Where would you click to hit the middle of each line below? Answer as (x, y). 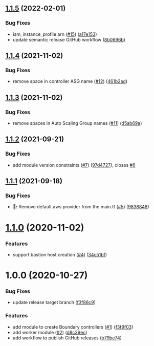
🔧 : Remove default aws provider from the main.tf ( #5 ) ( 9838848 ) (81, 207)
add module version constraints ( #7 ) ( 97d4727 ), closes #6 (74, 165)
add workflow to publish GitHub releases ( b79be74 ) (67, 338)
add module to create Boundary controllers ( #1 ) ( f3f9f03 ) (73, 327)
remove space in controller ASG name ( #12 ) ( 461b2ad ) (70, 81)
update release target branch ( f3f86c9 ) (54, 302)
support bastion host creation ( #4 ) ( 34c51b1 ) (60, 254)
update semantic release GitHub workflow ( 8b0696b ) (69, 39)
